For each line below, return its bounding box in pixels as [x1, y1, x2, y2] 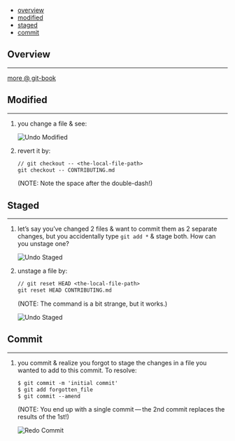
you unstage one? [17, 240, 70, 248]
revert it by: [17, 147, 51, 155]
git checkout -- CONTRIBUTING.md [17, 166, 115, 174]
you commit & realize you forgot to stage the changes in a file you [17, 358, 207, 367]
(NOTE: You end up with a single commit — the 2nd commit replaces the [17, 405, 225, 414]
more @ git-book [7, 74, 57, 82]
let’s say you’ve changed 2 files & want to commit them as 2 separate [17, 224, 218, 233]
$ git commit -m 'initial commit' [17, 379, 118, 386]
